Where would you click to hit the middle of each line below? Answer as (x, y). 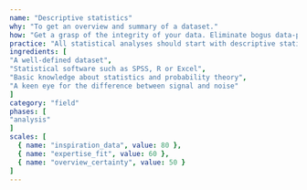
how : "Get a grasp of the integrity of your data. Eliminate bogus (141, 35)
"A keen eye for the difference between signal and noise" (124, 86)
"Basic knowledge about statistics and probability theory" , (128, 78)
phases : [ (28, 111)
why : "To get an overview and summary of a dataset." (114, 26)
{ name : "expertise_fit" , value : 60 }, (94, 153)
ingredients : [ (38, 52)
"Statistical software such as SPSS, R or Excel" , (108, 69)
